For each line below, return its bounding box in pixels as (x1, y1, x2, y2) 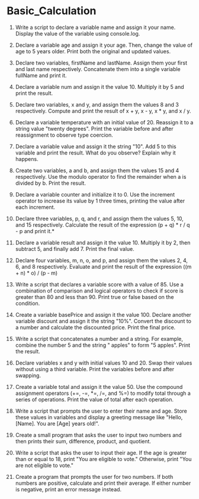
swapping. (15, 372, 41, 379)
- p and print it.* (15, 227, 55, 234)
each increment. (15, 203, 56, 211)
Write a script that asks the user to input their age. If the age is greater (15, 449, 187, 456)
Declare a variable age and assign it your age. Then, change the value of (15, 41, 193, 49)
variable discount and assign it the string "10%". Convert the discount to (15, 317, 192, 324)
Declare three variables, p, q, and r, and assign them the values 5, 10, (15, 215, 184, 222)
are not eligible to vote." (15, 462, 73, 469)
